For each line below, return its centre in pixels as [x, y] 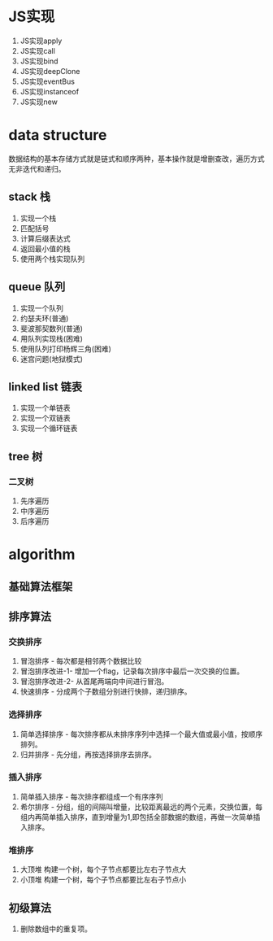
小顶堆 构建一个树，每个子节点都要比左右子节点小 [103, 880]
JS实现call [37, 50]
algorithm [42, 555]
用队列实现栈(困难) [52, 338]
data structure [58, 135]
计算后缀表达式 [45, 238]
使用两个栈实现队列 [52, 259]
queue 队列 [37, 287]
